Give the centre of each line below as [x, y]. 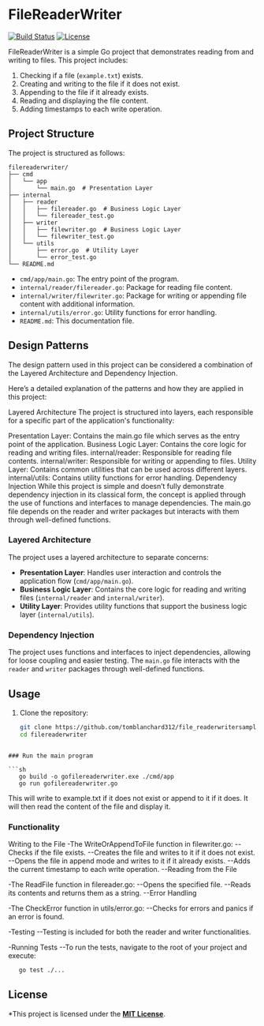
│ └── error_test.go [52, 257]
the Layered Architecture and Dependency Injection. [93, 373]
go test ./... [42, 970]
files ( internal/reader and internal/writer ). [92, 597]
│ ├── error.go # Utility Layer [74, 250]
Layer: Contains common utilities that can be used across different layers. [128, 469]
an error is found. [36, 917]
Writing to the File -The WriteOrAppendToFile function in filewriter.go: [121, 844]
